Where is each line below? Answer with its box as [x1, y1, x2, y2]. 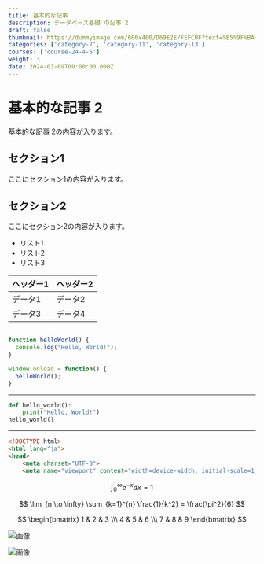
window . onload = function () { [8, 365, 108, 373]
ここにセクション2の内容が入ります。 [8, 222, 130, 231]
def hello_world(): [8, 401, 72, 409]
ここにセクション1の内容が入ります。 [8, 174, 128, 183]
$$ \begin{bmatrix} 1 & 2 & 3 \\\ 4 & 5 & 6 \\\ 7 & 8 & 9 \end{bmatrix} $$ [17, 514, 247, 524]
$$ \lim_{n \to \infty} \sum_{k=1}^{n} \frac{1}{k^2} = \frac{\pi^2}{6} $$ [19, 499, 245, 509]
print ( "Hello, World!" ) [22, 408, 101, 417]
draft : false [8, 26, 51, 34]
